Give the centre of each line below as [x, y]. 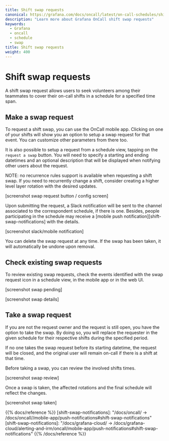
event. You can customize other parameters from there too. [67, 140]
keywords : [16, 24]
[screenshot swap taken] [31, 402]
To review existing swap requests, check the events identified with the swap [84, 275]
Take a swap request [38, 315]
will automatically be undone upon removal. [50, 246]
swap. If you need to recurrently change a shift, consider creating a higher [82, 181]
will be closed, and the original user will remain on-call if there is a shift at [81, 353]
